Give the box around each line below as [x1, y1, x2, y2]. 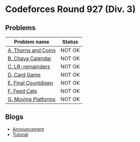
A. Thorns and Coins [7, 47, 56, 54]
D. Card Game [7, 71, 41, 78]
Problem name [14, 39, 49, 45]
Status [62, 39, 78, 45]
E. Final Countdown [7, 79, 53, 86]
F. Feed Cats [7, 88, 37, 94]
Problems [5, 24, 36, 32]
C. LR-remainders [7, 63, 50, 70]
